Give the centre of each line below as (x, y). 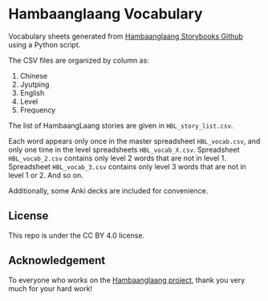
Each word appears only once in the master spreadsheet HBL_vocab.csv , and (134, 140)
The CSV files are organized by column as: (79, 60)
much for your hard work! (51, 288)
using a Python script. (45, 44)
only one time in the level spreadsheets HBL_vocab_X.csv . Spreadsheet (124, 149)
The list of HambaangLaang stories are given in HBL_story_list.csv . (121, 125)
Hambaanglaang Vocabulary (106, 14)
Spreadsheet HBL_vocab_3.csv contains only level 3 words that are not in (127, 166)
